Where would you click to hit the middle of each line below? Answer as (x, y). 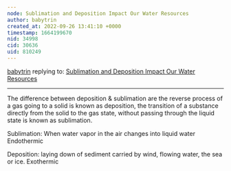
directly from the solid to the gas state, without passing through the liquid (111, 113)
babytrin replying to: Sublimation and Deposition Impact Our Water (101, 71)
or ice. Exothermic (33, 161)
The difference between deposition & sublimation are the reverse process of (115, 98)
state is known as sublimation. (50, 120)
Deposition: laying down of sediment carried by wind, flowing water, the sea (115, 154)
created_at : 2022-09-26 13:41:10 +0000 (64, 26)
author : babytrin (32, 20)
